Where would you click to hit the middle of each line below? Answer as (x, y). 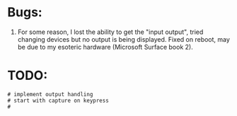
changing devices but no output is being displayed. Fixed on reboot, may (123, 39)
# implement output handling (50, 94)
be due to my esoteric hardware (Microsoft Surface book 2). (105, 47)
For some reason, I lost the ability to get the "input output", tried (110, 32)
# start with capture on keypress (58, 100)
